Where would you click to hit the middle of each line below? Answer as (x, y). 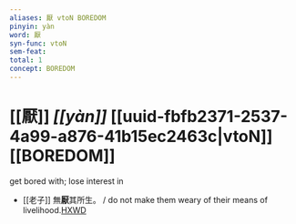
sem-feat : (28, 52)
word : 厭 (25, 35)
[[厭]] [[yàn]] (58, 117)
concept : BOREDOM (42, 69)
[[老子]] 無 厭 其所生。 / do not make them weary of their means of (145, 199)
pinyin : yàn (32, 26)
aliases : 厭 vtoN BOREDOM (58, 18)
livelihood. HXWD (54, 209)
